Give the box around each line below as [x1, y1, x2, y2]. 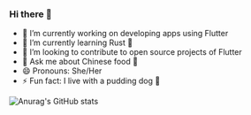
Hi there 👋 [9, 8, 53, 20]
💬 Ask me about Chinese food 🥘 [21, 57, 139, 67]
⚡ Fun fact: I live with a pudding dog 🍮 [21, 75, 161, 87]
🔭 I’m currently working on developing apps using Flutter [21, 28, 229, 39]
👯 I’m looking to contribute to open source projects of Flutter [21, 47, 243, 57]
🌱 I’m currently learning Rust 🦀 [21, 37, 133, 48]
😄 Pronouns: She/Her [21, 65, 103, 76]
